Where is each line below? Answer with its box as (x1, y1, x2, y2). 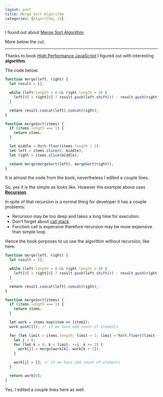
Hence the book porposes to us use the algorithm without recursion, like (5, 238, 149, 244)
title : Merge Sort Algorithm (5, 12, 64, 17)
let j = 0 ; (14, 338, 36, 343)
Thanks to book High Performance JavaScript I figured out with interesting (5, 53, 154, 59)
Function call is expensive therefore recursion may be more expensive (12, 224, 152, 230)
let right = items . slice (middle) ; (9, 153, 79, 158)
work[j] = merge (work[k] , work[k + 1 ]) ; (17, 346, 101, 352)
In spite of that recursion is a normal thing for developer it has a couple (5, 199, 147, 205)
